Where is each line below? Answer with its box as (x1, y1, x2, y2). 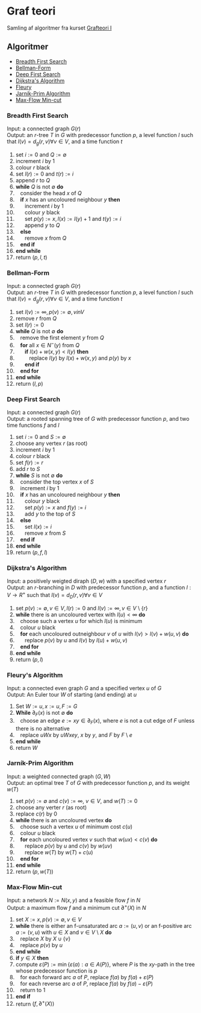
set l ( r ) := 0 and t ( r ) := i (15, 170, 74, 177)
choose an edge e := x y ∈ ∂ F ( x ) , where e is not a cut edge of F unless (20, 717, 195, 726)
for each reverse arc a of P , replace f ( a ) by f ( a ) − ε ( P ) (20, 980, 153, 987)
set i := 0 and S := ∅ (15, 433, 66, 440)
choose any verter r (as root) (15, 804, 87, 811)
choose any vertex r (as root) (15, 439, 88, 447)
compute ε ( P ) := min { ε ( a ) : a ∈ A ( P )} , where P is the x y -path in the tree (15, 960, 195, 968)
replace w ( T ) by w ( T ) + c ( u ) (24, 848, 93, 855)
